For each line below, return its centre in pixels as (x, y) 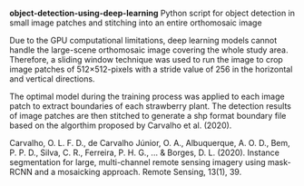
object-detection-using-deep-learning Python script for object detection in (152, 13)
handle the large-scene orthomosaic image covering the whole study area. (149, 50)
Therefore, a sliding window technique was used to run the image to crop (146, 59)
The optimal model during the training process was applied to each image (147, 96)
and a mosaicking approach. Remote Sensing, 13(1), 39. (138, 172)
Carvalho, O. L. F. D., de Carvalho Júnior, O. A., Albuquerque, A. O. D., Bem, (150, 143)
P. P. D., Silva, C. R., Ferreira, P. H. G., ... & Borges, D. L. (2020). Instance (144, 152)
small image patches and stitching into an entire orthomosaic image (136, 23)
